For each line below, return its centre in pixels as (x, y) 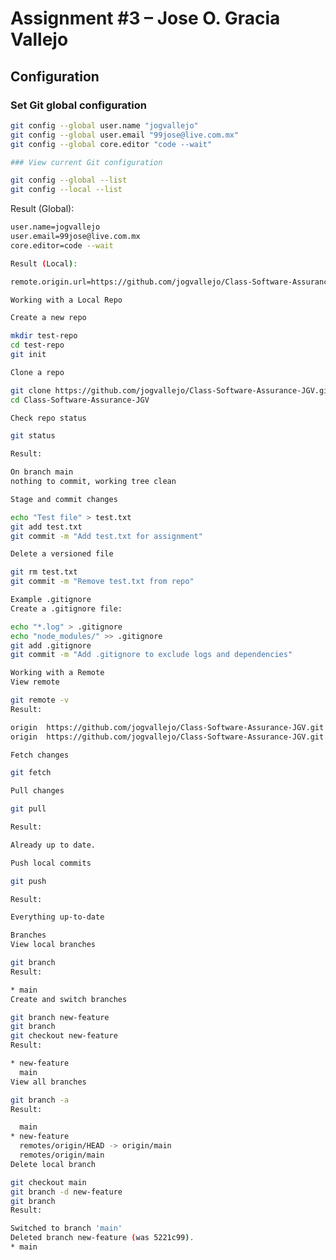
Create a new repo (48, 318)
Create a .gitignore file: (66, 608)
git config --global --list (69, 180)
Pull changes (37, 791)
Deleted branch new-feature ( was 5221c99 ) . (102, 1238)
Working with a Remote (57, 673)
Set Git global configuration (79, 105)
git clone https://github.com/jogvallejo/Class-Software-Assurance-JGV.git (171, 390)
